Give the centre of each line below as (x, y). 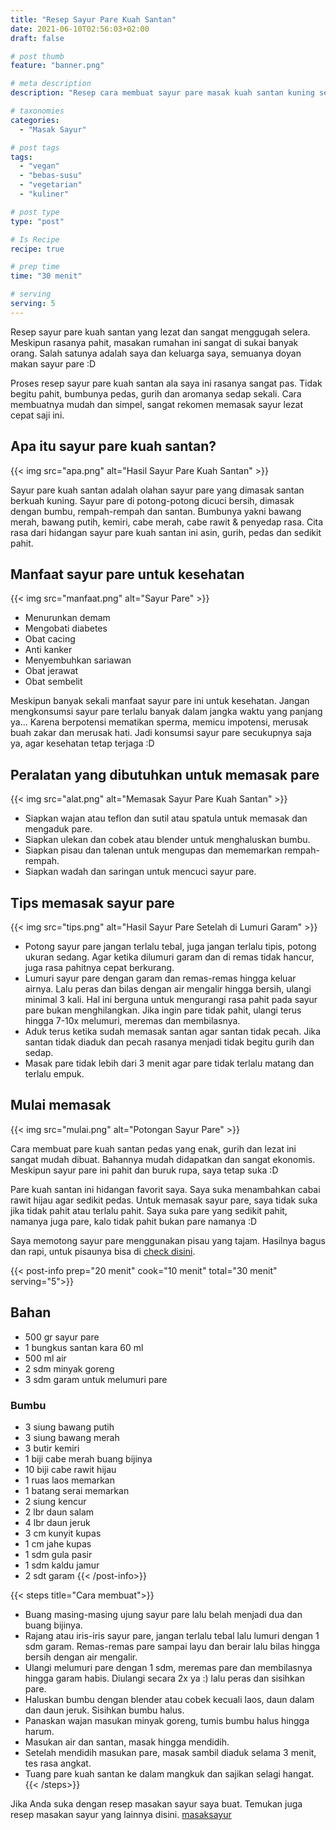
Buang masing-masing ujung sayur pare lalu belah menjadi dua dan (163, 1614)
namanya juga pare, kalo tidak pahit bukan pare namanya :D (134, 1221)
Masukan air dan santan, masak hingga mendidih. (127, 1742)
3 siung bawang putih (69, 1427)
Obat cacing (50, 639)
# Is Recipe (35, 239)
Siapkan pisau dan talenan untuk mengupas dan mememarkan (153, 850)
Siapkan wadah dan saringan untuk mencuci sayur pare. (140, 872)
